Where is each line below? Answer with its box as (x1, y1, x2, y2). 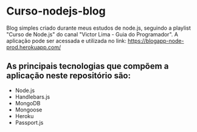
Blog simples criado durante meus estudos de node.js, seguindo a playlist (6, 24, 192, 31)
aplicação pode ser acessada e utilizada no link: (6, 37, 126, 44)
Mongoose (15, 106, 43, 113)
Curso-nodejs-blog (6, 4, 106, 18)
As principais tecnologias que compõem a (6, 61, 169, 71)
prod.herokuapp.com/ (6, 44, 61, 51)
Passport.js (15, 119, 44, 126)
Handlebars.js (15, 93, 50, 101)
